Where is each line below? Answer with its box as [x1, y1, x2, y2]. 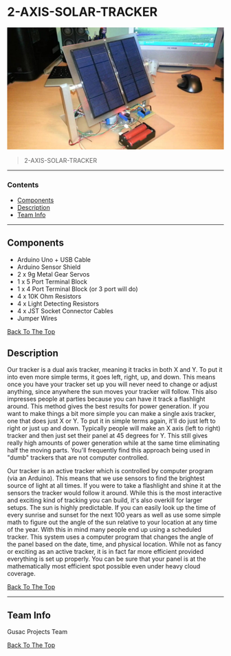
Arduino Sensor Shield [16, 263, 81, 271]
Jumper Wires [16, 314, 58, 322]
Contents [7, 180, 39, 190]
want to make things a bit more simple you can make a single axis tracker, [7, 410, 216, 418]
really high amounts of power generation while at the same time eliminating [7, 439, 220, 447]
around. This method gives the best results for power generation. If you [7, 402, 210, 410]
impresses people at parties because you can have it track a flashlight [7, 395, 206, 404]
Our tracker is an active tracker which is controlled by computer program [7, 467, 214, 475]
